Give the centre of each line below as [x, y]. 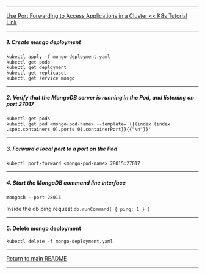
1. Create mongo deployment [44, 42]
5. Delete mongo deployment [44, 228]
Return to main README [37, 259]
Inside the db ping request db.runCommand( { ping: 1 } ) [78, 209]
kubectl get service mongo [41, 78]
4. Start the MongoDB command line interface [66, 183]
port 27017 [20, 104]
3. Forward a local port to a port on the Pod [62, 149]
